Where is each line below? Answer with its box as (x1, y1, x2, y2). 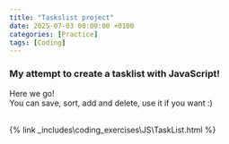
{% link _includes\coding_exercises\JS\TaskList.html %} (9, 124, 216, 135)
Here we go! (9, 88, 56, 98)
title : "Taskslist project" (9, 13, 115, 22)
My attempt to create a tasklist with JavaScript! (9, 68, 220, 80)
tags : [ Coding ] (9, 38, 66, 47)
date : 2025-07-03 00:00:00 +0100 (9, 21, 135, 30)
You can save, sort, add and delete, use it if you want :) (9, 97, 213, 108)
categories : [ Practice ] (9, 30, 99, 38)
